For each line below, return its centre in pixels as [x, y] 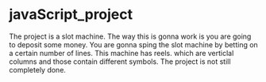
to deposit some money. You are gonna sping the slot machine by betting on [134, 44]
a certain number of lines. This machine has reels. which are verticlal [121, 53]
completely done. [38, 69]
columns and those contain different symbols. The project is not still [120, 61]
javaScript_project [71, 15]
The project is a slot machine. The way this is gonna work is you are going [130, 36]
